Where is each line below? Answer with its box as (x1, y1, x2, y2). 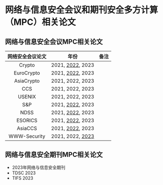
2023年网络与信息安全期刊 (12, 164, 65, 170)
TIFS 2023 (12, 175, 33, 181)
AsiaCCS (16, 125, 37, 131)
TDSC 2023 (12, 170, 36, 176)
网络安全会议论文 (7, 53, 47, 60)
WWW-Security (8, 133, 46, 139)
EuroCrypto (14, 70, 40, 76)
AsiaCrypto (14, 77, 40, 84)
